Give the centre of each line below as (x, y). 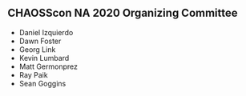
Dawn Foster (40, 41)
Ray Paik (34, 74)
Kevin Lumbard (44, 58)
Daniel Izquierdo (46, 32)
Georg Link (37, 49)
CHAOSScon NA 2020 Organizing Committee (123, 13)
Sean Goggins (42, 83)
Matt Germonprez (48, 66)
